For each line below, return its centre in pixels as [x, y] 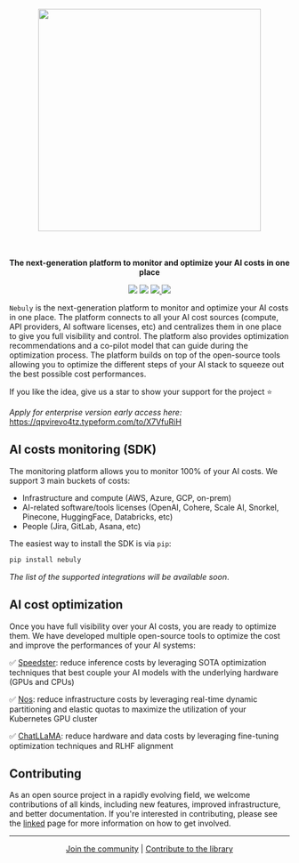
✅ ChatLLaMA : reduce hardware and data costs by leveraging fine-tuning [144, 736]
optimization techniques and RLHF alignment [91, 746]
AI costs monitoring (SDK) [83, 450]
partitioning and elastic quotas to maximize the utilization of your [128, 709]
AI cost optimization [66, 605]
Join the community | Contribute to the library [149, 849]
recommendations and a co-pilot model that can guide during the [129, 346]
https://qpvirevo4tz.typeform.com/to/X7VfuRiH [96, 422]
